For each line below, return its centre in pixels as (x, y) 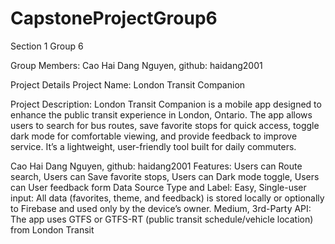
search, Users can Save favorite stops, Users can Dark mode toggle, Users (165, 176)
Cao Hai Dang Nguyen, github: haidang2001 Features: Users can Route (156, 166)
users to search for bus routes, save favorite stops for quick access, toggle (165, 125)
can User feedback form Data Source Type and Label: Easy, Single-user (158, 187)
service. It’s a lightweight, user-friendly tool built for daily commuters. (153, 146)
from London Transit (52, 229)
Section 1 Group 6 (47, 46)
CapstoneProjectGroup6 (114, 18)
